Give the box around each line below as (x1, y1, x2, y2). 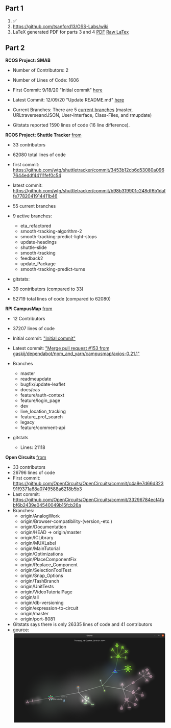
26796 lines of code (12, 469, 55, 475)
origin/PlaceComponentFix (20, 556, 77, 562)
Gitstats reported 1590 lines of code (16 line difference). (12, 122, 130, 128)
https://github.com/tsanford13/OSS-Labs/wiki (12, 23, 109, 30)
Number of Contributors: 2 (12, 67, 69, 73)
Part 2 (5, 43, 25, 53)
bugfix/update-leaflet (20, 381, 65, 387)
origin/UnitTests (20, 583, 54, 589)
